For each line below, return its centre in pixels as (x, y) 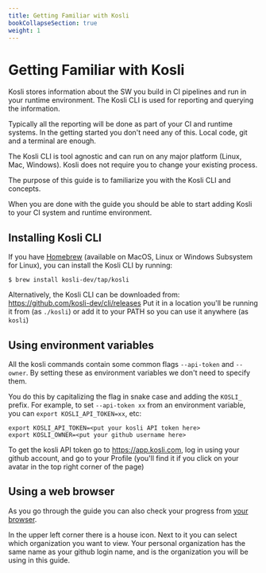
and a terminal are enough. (52, 141)
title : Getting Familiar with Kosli (69, 16)
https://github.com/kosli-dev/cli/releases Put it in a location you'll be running (133, 303)
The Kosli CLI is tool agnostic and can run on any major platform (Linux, (125, 157)
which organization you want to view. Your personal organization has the (127, 543)
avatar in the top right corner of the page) (76, 466)
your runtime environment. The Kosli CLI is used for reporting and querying (131, 100)
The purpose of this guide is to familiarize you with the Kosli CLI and (120, 181)
